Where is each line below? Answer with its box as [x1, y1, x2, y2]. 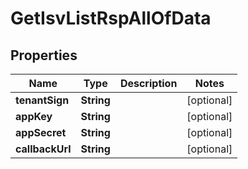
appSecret [15, 126, 67, 139]
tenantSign [15, 93, 70, 107]
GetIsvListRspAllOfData [10, 7, 212, 30]
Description [119, 77, 178, 90]
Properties [10, 47, 78, 64]
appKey [15, 110, 53, 123]
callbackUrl [15, 142, 72, 156]
